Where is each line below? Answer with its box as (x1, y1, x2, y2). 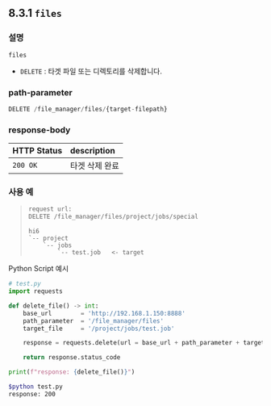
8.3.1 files (8, 6, 62, 20)
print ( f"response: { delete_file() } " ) (8, 368, 135, 376)
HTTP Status (12, 145, 63, 157)
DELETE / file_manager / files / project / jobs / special (27, 213, 199, 221)
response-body (8, 124, 71, 136)
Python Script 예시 (8, 264, 69, 274)
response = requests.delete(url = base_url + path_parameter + (23, 339, 240, 347)
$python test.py (8, 383, 63, 391)
